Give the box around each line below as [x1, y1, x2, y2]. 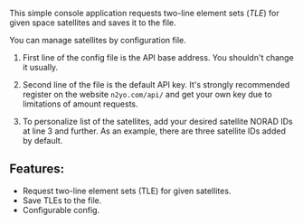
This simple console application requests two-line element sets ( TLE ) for [9, 8, 280, 18]
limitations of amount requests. [22, 98, 138, 109]
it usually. [22, 62, 59, 72]
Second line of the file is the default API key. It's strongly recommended [22, 79, 290, 89]
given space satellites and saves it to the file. [9, 17, 176, 28]
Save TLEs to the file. [22, 194, 102, 206]
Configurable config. [22, 204, 100, 215]
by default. [22, 135, 63, 145]
